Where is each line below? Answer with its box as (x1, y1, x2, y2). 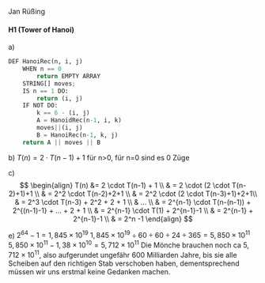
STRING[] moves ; (22, 79, 77, 88)
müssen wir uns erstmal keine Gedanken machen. (8, 266, 171, 276)
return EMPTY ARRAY (36, 72, 101, 80)
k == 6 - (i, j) (36, 109, 90, 117)
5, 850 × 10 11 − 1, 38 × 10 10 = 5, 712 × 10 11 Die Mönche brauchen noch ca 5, (8, 239, 249, 250)
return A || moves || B (22, 138, 101, 146)
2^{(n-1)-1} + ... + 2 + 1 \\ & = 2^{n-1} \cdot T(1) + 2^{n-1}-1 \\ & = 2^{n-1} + (12, 206, 254, 215)
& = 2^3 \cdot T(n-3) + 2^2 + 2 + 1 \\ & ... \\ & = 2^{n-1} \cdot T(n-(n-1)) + (14, 197, 252, 206)
